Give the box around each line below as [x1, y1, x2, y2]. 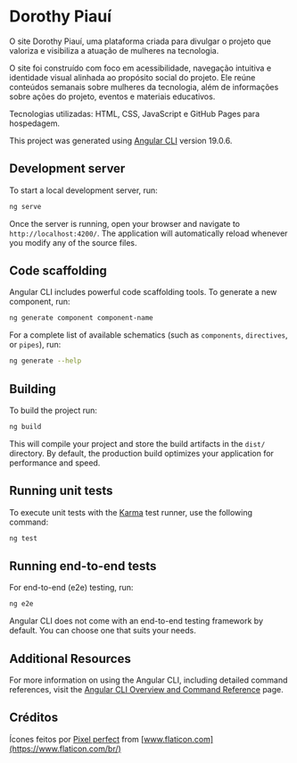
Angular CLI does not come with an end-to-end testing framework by [9, 616, 263, 626]
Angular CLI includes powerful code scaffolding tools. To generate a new [9, 287, 277, 298]
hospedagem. [9, 118, 61, 129]
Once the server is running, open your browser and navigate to [9, 218, 241, 229]
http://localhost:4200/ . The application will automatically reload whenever [9, 228, 288, 239]
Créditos [9, 710, 59, 725]
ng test [9, 533, 38, 542]
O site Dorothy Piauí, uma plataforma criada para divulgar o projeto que [9, 36, 272, 46]
